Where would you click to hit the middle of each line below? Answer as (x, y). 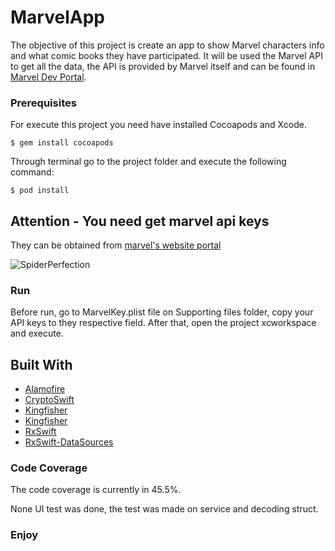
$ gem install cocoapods (62, 143)
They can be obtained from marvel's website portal (116, 245)
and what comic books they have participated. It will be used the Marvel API (166, 55)
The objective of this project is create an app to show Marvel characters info (167, 45)
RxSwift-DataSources (69, 442)
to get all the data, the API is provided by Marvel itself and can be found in (163, 66)
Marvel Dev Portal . (48, 77)
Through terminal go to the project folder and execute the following (148, 162)
